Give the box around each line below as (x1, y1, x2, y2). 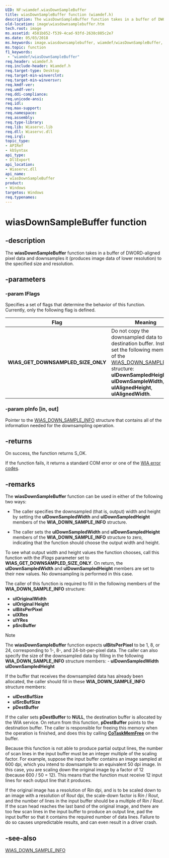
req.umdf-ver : (5, 87, 35, 92)
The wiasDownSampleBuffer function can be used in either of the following (5, 493, 163, 499)
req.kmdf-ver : (5, 82, 35, 87)
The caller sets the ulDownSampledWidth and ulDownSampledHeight (12, 529, 160, 535)
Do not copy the (111, 327, 149, 335)
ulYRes (12, 617, 28, 623)
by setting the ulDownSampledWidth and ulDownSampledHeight (12, 514, 150, 520)
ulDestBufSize (12, 694, 44, 700)
